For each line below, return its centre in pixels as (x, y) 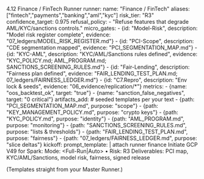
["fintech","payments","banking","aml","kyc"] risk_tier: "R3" (80, 15)
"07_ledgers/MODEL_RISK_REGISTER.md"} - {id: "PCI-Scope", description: (100, 41)
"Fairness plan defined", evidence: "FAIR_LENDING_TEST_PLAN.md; (92, 73)
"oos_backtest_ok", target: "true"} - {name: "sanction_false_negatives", (96, 93)
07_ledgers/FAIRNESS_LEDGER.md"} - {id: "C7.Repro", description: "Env (97, 80)
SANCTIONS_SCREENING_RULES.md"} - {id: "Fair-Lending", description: (98, 67)
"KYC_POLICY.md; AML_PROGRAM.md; (56, 61)
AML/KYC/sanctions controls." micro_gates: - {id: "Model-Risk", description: (102, 28)
